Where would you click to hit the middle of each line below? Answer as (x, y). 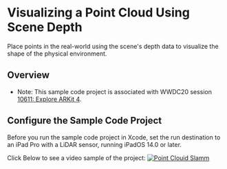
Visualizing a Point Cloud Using (99, 13)
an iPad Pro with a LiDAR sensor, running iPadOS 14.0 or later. (95, 144)
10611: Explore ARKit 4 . (49, 99)
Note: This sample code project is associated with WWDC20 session (114, 91)
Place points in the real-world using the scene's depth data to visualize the (113, 46)
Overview (29, 75)
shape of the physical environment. (57, 54)
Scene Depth (45, 27)
